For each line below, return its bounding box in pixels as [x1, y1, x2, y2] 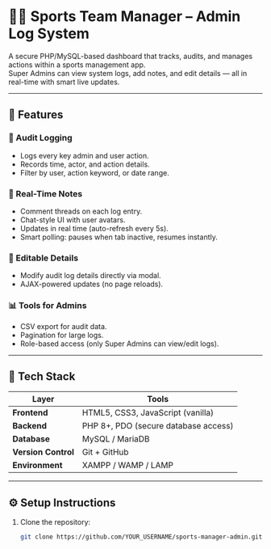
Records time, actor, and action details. [19, 159, 151, 169]
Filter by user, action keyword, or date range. [19, 167, 169, 177]
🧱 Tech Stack [8, 370, 76, 383]
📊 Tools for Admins [8, 300, 87, 311]
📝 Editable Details [8, 252, 79, 264]
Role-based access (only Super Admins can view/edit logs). [19, 339, 219, 348]
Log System [8, 24, 90, 43]
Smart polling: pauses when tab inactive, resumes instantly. [19, 232, 218, 242]
